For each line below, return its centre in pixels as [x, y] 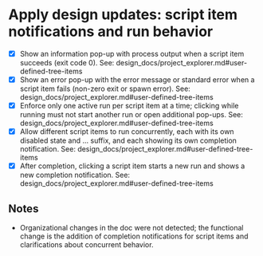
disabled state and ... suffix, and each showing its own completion [128, 140]
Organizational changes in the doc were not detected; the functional [131, 228]
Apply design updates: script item [123, 15]
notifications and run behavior [111, 32]
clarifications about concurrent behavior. [86, 245]
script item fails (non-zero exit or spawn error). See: [105, 89]
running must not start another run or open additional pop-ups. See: [131, 115]
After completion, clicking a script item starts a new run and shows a [132, 166]
